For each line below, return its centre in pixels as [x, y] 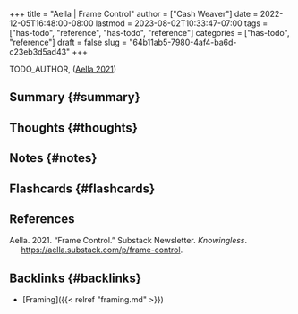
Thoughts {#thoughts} [74, 127]
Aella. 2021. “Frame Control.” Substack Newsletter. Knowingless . [128, 241]
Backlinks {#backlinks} [75, 278]
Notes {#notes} [53, 158]
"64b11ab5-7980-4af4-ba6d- [183, 42]
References [42, 219]
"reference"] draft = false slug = [68, 42]
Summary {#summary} [75, 97]
